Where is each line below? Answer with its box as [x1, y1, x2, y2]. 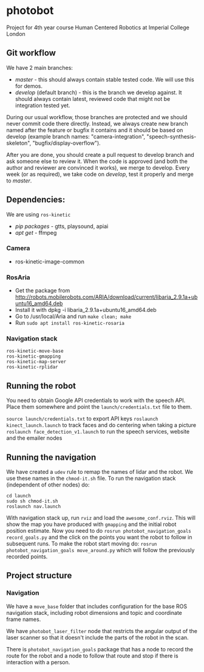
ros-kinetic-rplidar [6, 364, 59, 370]
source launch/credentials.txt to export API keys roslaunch [6, 415, 158, 423]
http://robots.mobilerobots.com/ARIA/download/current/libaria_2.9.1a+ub [15, 293, 198, 301]
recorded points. [6, 553, 48, 560]
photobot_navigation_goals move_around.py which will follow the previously [6, 547, 195, 554]
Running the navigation [6, 452, 97, 462]
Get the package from [15, 287, 70, 294]
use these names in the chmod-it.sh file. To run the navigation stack [6, 475, 176, 482]
